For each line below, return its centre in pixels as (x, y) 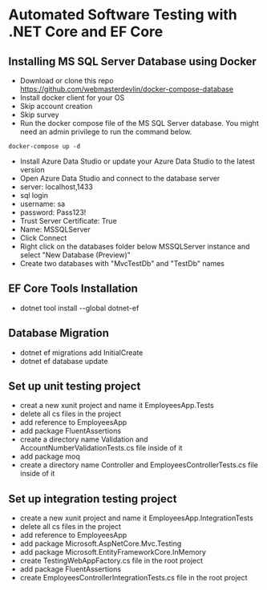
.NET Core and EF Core (86, 32)
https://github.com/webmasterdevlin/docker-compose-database (127, 89)
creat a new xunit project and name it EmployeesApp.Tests (117, 406)
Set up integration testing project (93, 499)
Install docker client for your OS (72, 97)
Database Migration (59, 333)
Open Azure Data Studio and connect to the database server (120, 178)
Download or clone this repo (67, 81)
